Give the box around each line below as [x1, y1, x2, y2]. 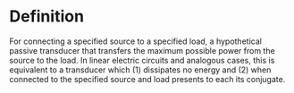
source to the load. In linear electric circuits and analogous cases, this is [9, 55, 275, 65]
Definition [9, 6, 85, 27]
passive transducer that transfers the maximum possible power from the [9, 45, 275, 55]
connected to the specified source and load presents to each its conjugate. [9, 73, 286, 84]
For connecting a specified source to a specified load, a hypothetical [9, 36, 262, 46]
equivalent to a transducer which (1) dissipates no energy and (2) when [9, 64, 272, 75]
